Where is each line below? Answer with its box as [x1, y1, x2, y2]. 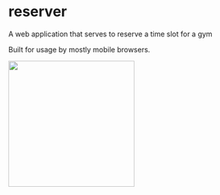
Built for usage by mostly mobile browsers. [8, 44, 151, 54]
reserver [8, 2, 67, 21]
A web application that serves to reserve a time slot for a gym [8, 29, 213, 39]
